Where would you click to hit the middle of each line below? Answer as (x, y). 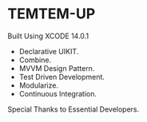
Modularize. (39, 85)
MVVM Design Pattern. (57, 68)
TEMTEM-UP (52, 14)
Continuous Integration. (58, 93)
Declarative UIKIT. (49, 51)
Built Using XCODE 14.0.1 (48, 36)
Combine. (35, 60)
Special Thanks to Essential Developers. (73, 109)
